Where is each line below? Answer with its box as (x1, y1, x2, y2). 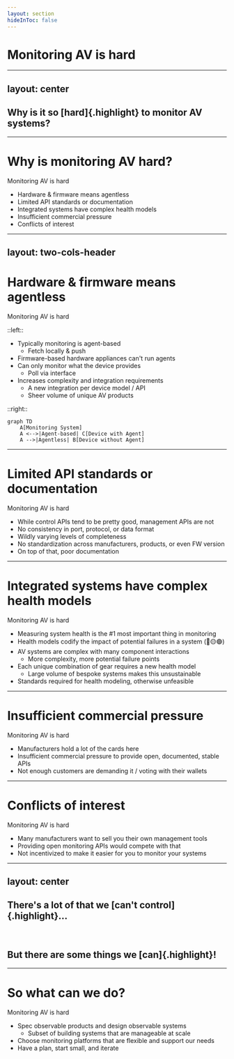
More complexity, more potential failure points (27, 655, 160, 663)
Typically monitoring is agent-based (17, 339, 121, 347)
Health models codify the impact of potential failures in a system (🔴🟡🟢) (17, 637, 225, 646)
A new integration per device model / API (27, 383, 146, 392)
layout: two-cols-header (7, 246, 116, 258)
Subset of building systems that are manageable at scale (27, 1029, 191, 1037)
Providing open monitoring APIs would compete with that (17, 841, 181, 850)
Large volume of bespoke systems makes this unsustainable (27, 669, 201, 678)
